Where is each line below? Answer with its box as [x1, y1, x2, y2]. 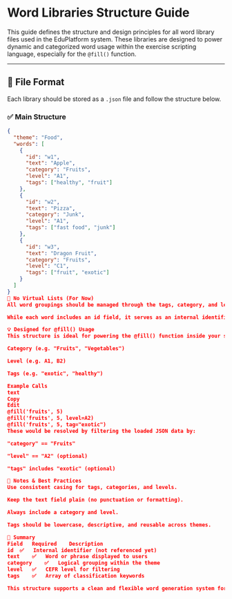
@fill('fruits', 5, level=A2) [7, 415, 95, 422]
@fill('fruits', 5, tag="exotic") [7, 421, 107, 428]
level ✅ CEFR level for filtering [7, 566, 120, 573]
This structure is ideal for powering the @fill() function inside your [7, 333, 221, 340]
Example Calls [7, 383, 48, 389]
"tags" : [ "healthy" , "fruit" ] [25, 179, 113, 186]
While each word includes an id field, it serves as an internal [7, 313, 200, 321]
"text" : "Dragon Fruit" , [25, 250, 97, 257]
